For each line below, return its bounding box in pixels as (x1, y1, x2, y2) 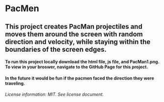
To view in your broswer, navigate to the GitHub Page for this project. (5, 64, 148, 70)
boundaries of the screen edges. (5, 45, 107, 54)
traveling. (5, 80, 25, 86)
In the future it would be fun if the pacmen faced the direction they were (5, 75, 154, 81)
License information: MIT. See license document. (5, 91, 104, 98)
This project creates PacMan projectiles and (5, 22, 143, 31)
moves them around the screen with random (5, 30, 143, 38)
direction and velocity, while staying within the (5, 38, 151, 46)
